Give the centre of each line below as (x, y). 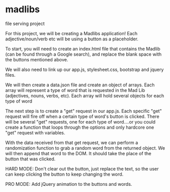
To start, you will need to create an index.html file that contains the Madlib (83, 49)
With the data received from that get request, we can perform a (72, 142)
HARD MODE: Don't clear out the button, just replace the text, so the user (82, 169)
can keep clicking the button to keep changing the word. (64, 174)
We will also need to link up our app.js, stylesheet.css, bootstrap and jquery (84, 69)
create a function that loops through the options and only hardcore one (80, 127)
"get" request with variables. (35, 133)
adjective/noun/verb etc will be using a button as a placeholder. (72, 39)
